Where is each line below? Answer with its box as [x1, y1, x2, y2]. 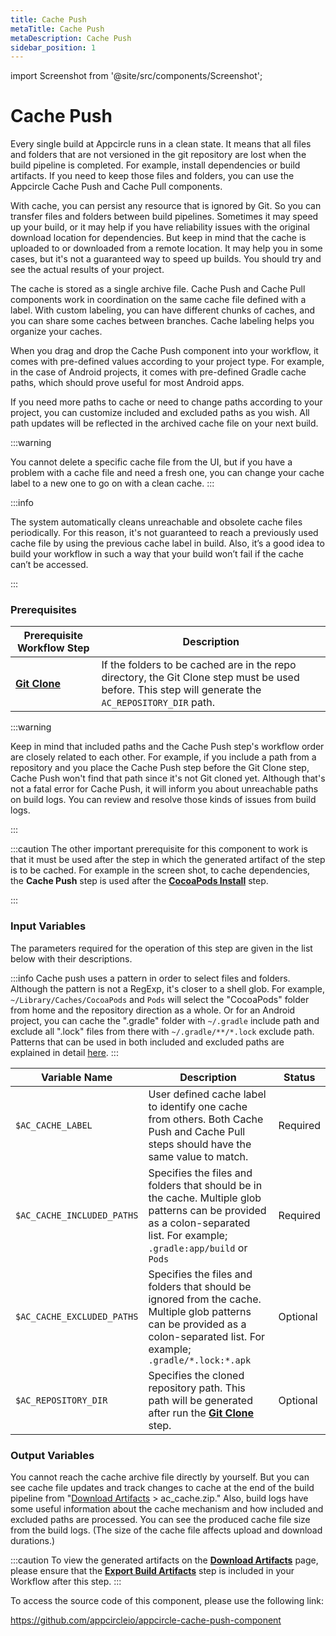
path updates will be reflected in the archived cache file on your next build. [10, 417, 319, 430]
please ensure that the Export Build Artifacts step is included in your [10, 1565, 295, 1577]
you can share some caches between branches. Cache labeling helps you [10, 315, 315, 327]
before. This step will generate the [101, 683, 262, 697]
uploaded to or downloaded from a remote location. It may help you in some [10, 242, 323, 255]
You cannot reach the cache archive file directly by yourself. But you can [10, 1471, 310, 1483]
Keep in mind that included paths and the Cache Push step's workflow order [10, 741, 325, 753]
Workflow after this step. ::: [10, 1576, 122, 1588]
